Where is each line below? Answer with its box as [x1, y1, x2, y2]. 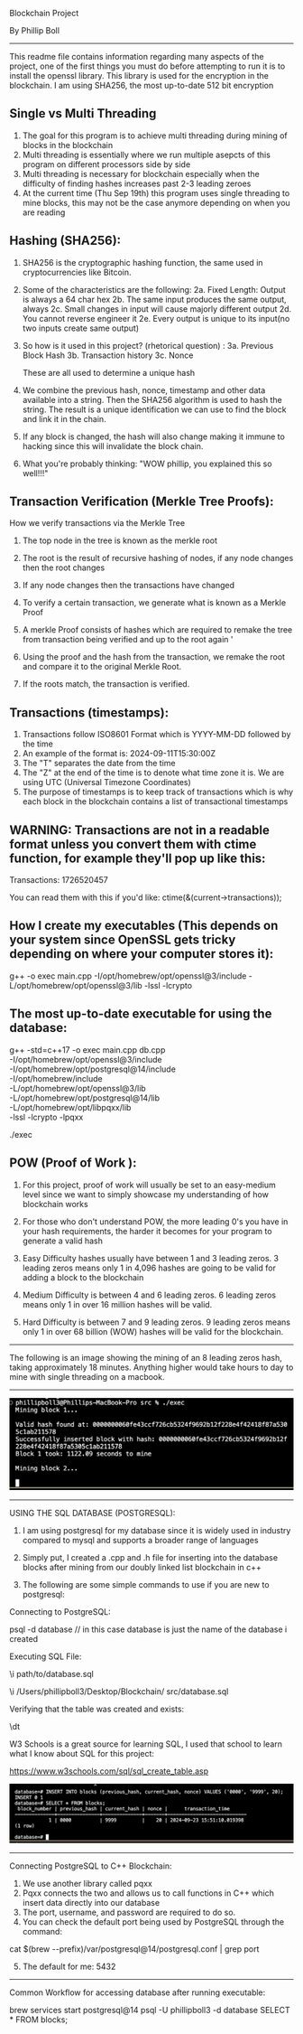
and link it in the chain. [22, 413, 106, 424]
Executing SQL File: [9, 1651, 82, 1662]
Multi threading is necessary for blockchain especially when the [22, 168, 260, 179]
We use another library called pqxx [22, 1879, 153, 1889]
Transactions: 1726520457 [9, 875, 108, 886]
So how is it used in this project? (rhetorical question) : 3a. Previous [22, 340, 274, 351]
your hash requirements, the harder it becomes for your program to [22, 1225, 272, 1236]
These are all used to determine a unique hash [22, 367, 196, 378]
